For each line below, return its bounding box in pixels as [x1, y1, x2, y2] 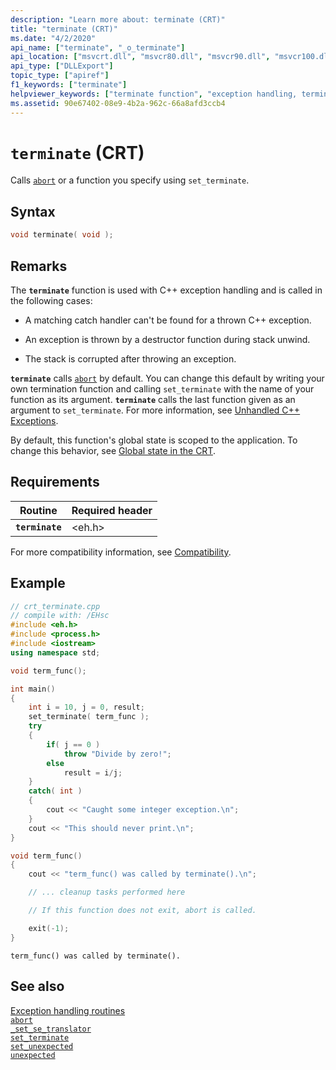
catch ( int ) [28, 786, 83, 796]
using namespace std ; [10, 647, 101, 658]
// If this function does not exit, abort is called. [28, 906, 257, 916]
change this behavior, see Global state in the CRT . [10, 444, 216, 456]
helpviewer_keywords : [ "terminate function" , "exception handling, [10, 89, 298, 99]
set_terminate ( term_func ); [28, 712, 150, 722]
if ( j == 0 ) [46, 739, 101, 750]
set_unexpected [10, 1041, 74, 1051]
